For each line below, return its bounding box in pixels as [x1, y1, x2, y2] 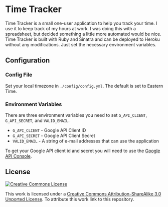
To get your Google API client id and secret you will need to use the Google [5, 148, 160, 154]
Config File [5, 72, 33, 79]
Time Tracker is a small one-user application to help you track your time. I [5, 20, 157, 26]
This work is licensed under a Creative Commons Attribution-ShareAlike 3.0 [5, 190, 161, 197]
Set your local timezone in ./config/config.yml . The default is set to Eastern [5, 83, 163, 89]
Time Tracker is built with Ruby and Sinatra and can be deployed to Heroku [5, 36, 160, 42]
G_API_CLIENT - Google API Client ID [12, 127, 86, 133]
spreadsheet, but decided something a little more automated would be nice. [5, 31, 161, 37]
